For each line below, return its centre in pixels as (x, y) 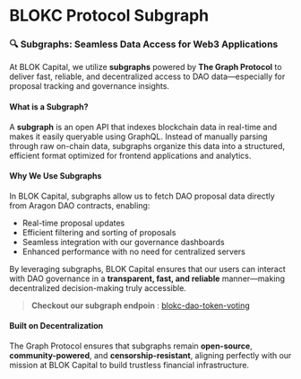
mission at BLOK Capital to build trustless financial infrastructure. (129, 366)
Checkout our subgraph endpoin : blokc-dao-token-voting (141, 305)
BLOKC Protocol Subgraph (109, 16)
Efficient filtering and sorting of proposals (99, 232)
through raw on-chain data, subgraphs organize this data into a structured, (147, 145)
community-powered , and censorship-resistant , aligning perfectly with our (150, 356)
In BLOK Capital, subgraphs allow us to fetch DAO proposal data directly (142, 196)
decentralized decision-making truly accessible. (98, 287)
